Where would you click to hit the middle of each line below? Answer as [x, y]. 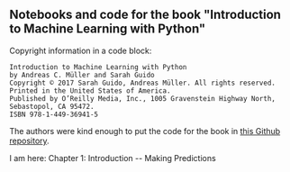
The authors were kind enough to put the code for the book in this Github [145, 131]
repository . [29, 140]
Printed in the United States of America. [90, 91]
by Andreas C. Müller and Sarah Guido [82, 75]
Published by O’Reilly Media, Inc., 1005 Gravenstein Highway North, [143, 98]
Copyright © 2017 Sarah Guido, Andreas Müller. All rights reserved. [143, 83]
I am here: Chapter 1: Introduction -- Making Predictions [113, 158]
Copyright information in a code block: [81, 50]
